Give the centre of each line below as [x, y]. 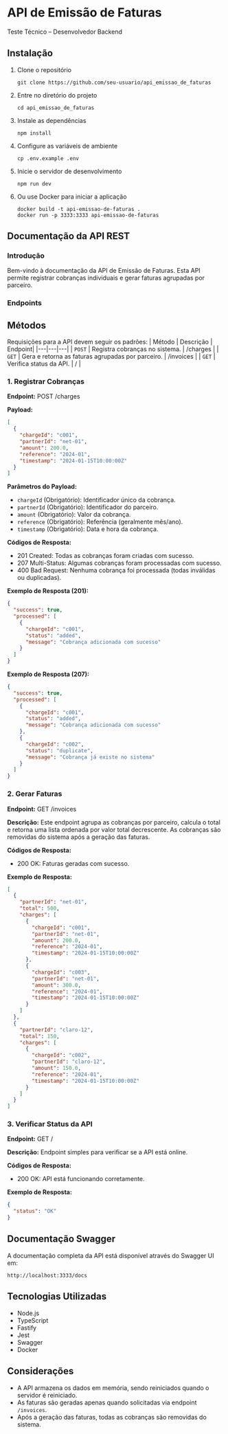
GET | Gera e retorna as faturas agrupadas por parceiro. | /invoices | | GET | [112, 357]
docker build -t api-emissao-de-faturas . [79, 209]
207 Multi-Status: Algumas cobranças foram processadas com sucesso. [119, 563]
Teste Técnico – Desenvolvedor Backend [65, 32]
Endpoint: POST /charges [44, 396]
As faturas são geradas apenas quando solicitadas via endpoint [107, 1402]
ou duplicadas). [39, 578]
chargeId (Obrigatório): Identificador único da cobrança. [96, 500]
